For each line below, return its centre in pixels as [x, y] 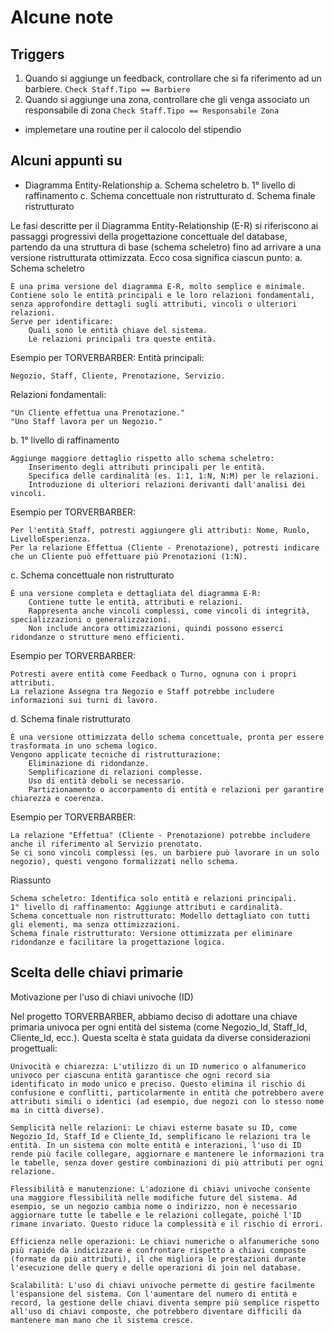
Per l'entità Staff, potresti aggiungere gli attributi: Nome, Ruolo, [160, 530]
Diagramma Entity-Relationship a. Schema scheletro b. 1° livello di [160, 185]
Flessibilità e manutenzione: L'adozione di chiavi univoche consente [160, 1189]
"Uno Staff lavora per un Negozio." [86, 421]
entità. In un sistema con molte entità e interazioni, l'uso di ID [156, 1145]
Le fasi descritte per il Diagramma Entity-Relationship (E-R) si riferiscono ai [164, 225]
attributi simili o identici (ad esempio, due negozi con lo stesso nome [167, 1101]
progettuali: [34, 1048]
